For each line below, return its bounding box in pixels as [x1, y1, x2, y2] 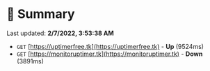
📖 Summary [6, 6, 75, 22]
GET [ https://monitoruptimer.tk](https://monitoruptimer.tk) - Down [16, 50, 203, 58]
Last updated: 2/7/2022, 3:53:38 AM [6, 29, 114, 37]
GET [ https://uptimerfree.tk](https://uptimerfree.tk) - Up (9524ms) [16, 42, 204, 50]
